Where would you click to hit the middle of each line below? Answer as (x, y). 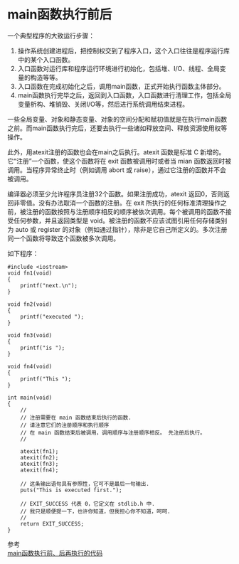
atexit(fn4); (39, 470)
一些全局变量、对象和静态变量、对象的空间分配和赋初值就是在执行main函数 (117, 119)
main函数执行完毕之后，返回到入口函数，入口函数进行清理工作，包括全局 (124, 95)
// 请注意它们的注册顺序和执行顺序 (65, 425)
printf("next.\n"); (49, 285)
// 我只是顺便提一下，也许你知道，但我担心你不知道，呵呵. (95, 511)
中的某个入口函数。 (46, 59)
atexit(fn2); (39, 457)
